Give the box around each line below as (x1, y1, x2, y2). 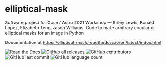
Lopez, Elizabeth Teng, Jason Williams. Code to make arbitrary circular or (5, 24, 155, 30)
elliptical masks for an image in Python (5, 30, 84, 36)
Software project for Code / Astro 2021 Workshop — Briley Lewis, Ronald (5, 20, 155, 25)
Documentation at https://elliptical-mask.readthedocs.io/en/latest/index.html (5, 39, 162, 45)
